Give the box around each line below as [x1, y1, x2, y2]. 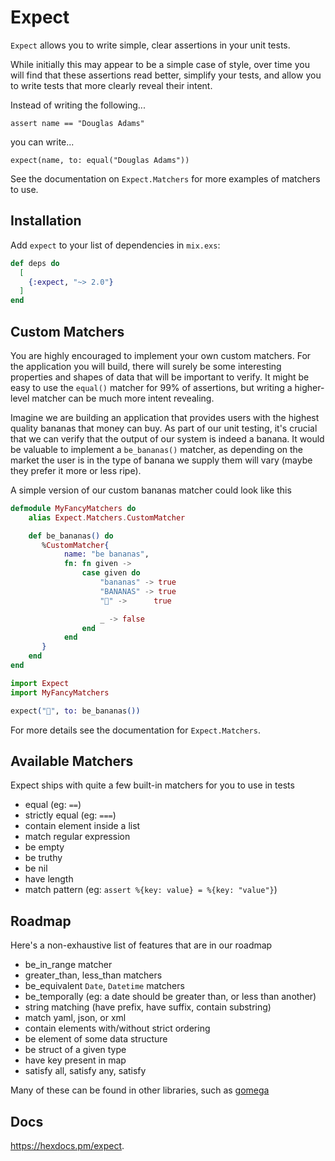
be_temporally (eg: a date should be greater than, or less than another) [24, 991, 317, 1003]
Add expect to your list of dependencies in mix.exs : [10, 239, 221, 251]
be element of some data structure [24, 1033, 168, 1045]
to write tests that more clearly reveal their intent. [10, 79, 213, 91]
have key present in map [24, 1054, 127, 1066]
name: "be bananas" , [63, 549, 150, 560]
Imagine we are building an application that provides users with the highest [10, 411, 320, 423]
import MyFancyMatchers [10, 687, 110, 698]
